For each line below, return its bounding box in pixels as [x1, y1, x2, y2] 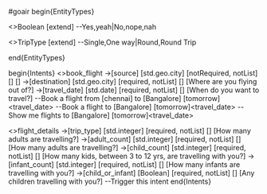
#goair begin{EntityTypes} [8, 7, 95, 16]
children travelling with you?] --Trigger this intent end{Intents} [8, 177, 212, 186]
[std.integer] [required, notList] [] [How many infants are [55, 160, 241, 169]
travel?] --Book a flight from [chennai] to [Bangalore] [8, 94, 182, 103]
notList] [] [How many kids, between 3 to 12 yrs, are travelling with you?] [8, 151, 246, 161]
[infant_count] [8, 160, 54, 169]
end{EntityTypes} [8, 53, 66, 62]
